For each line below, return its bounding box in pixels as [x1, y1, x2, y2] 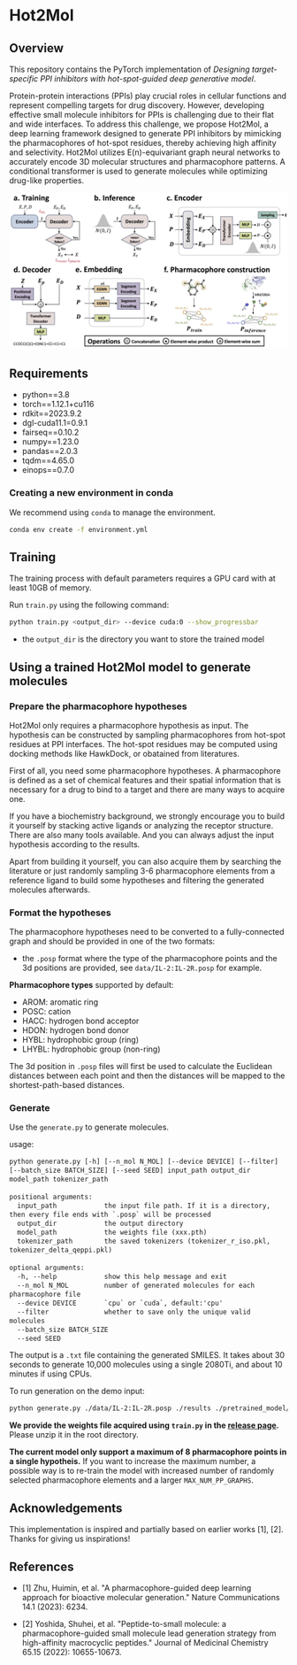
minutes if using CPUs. [9, 1368, 93, 1379]
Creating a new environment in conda [9, 487, 174, 499]
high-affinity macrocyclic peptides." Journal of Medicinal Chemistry [21, 1637, 269, 1647]
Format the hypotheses [9, 906, 112, 919]
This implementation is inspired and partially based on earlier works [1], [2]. [9, 1524, 285, 1535]
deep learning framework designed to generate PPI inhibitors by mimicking [9, 128, 282, 138]
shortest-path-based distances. [9, 1080, 126, 1091]
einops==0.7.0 [21, 465, 75, 475]
